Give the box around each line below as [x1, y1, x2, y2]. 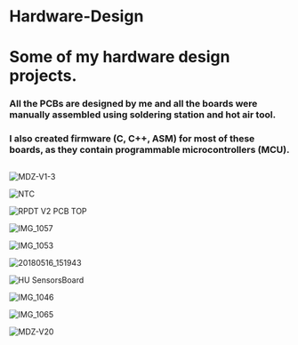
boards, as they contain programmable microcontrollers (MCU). [9, 144, 290, 156]
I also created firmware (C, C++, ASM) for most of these [9, 132, 255, 145]
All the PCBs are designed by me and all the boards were [9, 98, 258, 110]
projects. [9, 66, 77, 86]
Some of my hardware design [9, 47, 230, 68]
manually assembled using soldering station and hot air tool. [9, 108, 277, 121]
